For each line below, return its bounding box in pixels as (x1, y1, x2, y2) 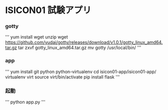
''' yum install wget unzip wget (5, 34, 68, 40)
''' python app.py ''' (5, 99, 46, 105)
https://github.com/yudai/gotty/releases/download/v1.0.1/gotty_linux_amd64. (5, 39, 163, 45)
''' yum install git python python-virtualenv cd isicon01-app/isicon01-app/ (5, 68, 156, 74)
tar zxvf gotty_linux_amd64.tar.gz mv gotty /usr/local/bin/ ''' (18, 44, 141, 50)
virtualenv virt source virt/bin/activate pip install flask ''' (5, 73, 120, 80)
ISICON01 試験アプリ (5, 4, 91, 16)
